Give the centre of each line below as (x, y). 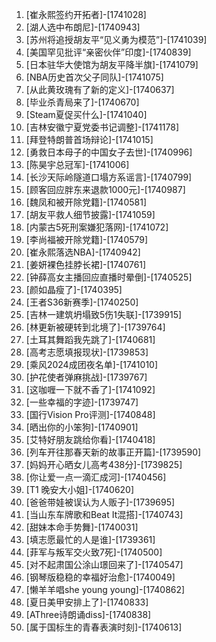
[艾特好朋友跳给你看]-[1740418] (90, 439)
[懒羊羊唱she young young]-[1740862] (105, 589)
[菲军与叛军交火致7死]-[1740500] (94, 552)
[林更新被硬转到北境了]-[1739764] (95, 327)
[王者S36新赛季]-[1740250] (82, 302)
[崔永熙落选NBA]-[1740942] (83, 252)
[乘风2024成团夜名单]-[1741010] (92, 364)
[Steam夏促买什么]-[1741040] (86, 114)
